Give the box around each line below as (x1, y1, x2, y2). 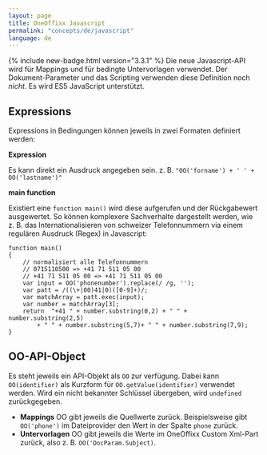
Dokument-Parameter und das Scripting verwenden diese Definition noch (8, 73, 250, 82)
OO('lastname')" (8, 174, 62, 182)
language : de (8, 34, 52, 42)
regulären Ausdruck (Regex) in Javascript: (8, 229, 148, 238)
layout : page (8, 11, 52, 20)
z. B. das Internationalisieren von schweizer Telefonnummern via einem (8, 221, 244, 230)
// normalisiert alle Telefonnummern (22, 258, 149, 266)
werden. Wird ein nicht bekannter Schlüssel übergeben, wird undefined (8, 388, 242, 397)
